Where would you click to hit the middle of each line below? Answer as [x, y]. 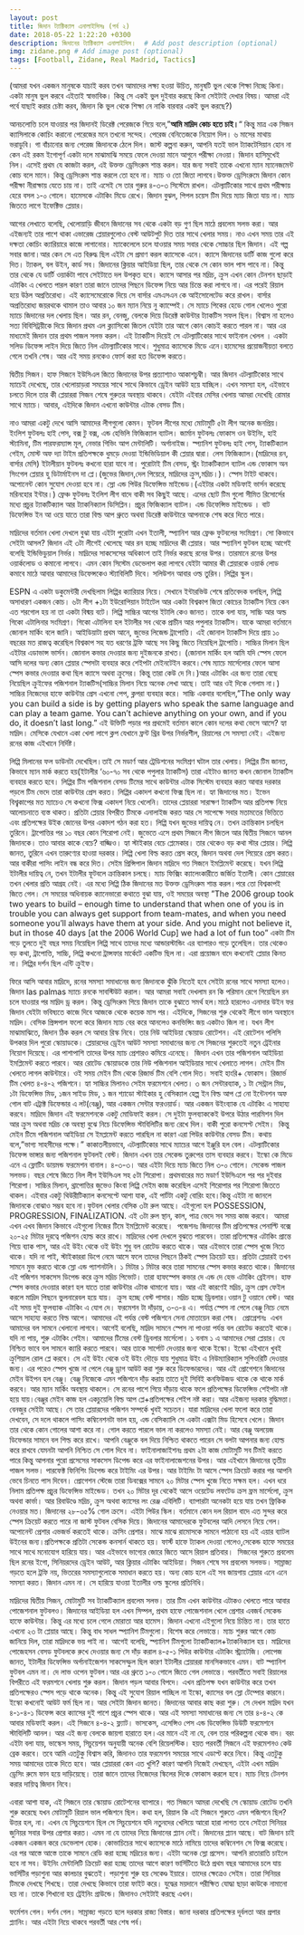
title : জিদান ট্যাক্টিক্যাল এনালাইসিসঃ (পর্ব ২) [70, 26]
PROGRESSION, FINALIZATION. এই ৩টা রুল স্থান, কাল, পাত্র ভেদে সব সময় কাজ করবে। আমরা [149, 1216]
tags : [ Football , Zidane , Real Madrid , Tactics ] [103, 60]
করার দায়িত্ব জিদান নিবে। [41, 1784]
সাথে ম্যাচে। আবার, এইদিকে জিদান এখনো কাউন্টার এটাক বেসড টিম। [98, 405]
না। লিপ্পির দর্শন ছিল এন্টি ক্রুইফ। [52, 963]
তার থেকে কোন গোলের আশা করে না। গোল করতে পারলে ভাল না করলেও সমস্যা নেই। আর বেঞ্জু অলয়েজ [142, 1430]
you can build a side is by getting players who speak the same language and [152, 704]
